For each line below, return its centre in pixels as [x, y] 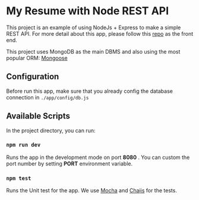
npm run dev [23, 145]
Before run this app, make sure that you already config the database [90, 91]
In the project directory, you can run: [51, 130]
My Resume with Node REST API [88, 11]
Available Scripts [38, 116]
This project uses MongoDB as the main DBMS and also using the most [93, 51]
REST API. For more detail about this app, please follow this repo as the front [100, 33]
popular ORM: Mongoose [37, 58]
